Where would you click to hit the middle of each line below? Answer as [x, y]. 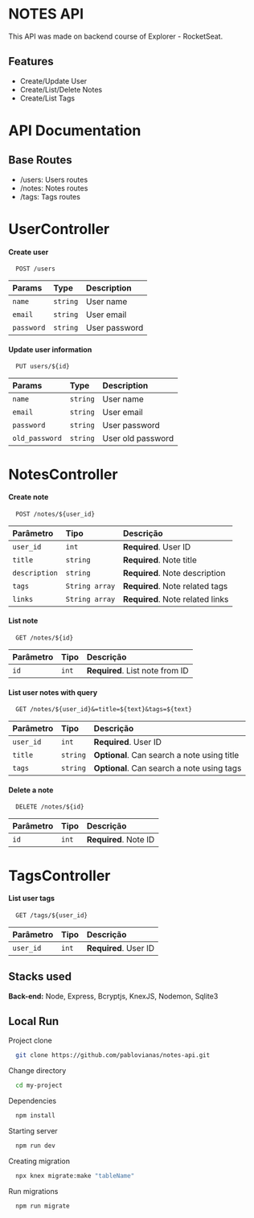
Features [31, 62]
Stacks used [40, 977]
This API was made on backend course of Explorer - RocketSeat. [116, 36]
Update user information [50, 349]
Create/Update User [53, 80]
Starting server [33, 1130]
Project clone [30, 1041]
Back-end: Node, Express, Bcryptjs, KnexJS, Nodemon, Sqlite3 [113, 996]
